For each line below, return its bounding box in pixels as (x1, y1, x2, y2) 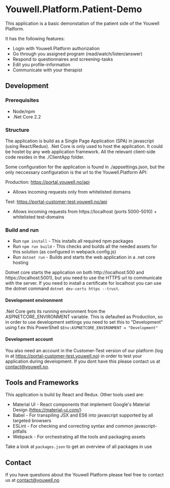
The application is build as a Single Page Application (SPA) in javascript (5, 138, 154, 144)
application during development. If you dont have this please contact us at (5, 358, 161, 364)
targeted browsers (12, 418, 52, 424)
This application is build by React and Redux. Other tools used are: (5, 392, 145, 398)
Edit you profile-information (12, 61, 71, 67)
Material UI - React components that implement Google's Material (12, 401, 150, 407)
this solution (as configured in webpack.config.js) (12, 249, 117, 255)
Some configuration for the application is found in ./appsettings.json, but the (5, 164, 165, 170)
